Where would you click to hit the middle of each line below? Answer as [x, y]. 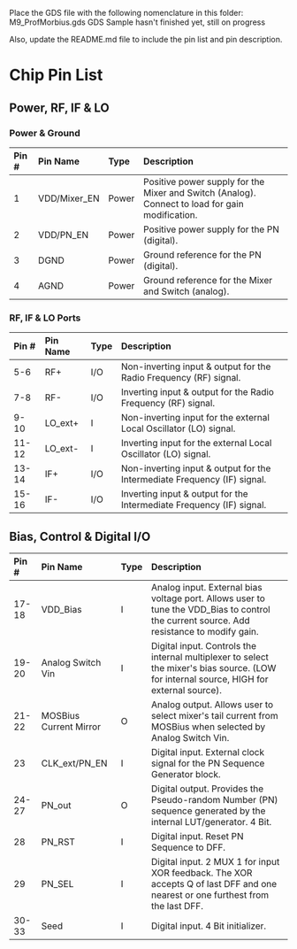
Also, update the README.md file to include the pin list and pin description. [146, 39]
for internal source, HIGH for [210, 679]
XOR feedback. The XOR [202, 873]
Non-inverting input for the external [195, 418]
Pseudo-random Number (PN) [215, 799]
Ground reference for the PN [202, 254]
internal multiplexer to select [210, 657]
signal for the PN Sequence [208, 763]
